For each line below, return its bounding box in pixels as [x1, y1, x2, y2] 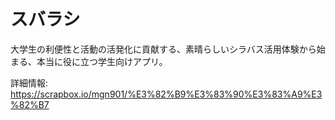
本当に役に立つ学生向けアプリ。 [36, 55, 168, 67]
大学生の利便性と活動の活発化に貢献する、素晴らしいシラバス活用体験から [10, 43, 317, 55]
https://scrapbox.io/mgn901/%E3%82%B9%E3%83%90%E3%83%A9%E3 [10, 88, 323, 100]
